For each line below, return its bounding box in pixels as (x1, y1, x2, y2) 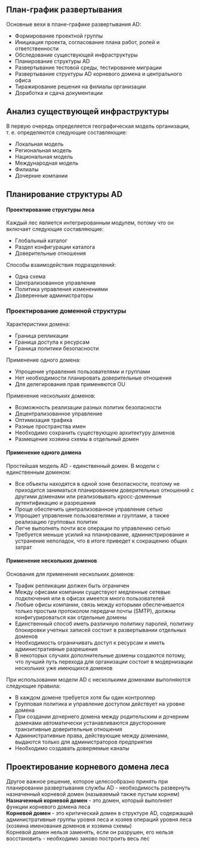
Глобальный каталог (14, 237, 67, 244)
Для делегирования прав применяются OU (14, 380, 125, 387)
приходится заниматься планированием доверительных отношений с (14, 486, 194, 494)
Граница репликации (14, 332, 69, 339)
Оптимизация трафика (14, 416, 73, 423)
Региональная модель (14, 146, 72, 154)
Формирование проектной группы (14, 32, 103, 39)
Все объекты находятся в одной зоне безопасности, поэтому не (14, 480, 180, 487)
